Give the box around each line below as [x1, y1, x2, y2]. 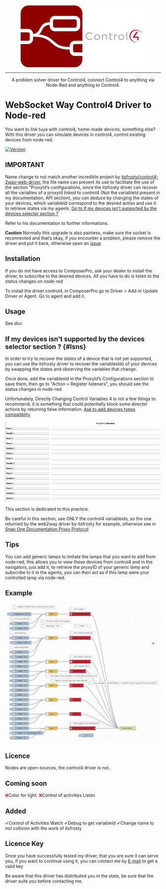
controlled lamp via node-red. [5, 575, 66, 580]
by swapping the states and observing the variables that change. [5, 366, 137, 372]
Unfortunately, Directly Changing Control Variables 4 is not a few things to [5, 396, 156, 402]
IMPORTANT [5, 161, 44, 169]
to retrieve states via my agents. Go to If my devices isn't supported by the [5, 205, 157, 211]
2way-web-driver [5, 179, 41, 185]
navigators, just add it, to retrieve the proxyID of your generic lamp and [5, 564, 150, 570]
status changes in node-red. [5, 386, 63, 392]
